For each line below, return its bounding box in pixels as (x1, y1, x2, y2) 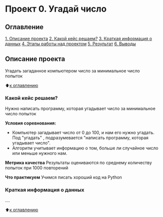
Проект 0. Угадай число (5, 3, 107, 15)
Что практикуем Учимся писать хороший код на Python (5, 174, 123, 181)
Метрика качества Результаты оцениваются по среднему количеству (5, 160, 152, 166)
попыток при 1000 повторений (5, 165, 69, 171)
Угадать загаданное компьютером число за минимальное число (5, 68, 140, 73)
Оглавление (5, 23, 44, 31)
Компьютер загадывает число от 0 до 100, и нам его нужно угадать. (12, 130, 155, 136)
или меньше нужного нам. (12, 150, 67, 156)
